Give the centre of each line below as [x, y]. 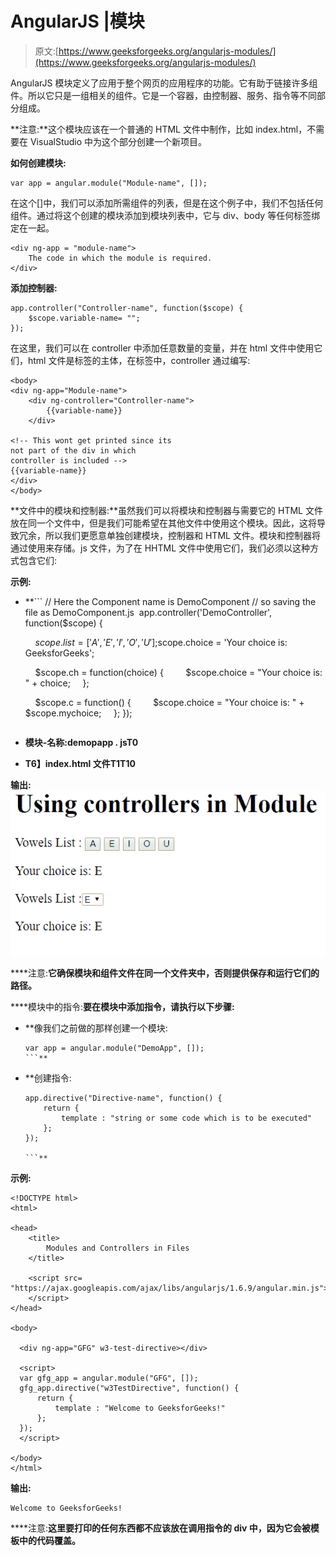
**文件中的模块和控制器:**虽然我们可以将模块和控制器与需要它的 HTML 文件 [166, 510]
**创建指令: [48, 1078]
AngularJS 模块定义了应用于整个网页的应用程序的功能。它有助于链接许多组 [164, 83]
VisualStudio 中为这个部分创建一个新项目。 [118, 141]
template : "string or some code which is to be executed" [186, 1118]
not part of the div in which [73, 450]
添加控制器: [34, 288]
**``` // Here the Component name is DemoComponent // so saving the [170, 601]
